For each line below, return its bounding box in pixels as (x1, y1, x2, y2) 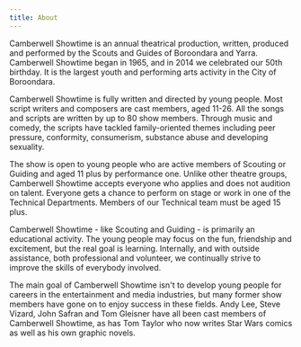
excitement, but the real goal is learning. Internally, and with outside (9, 243, 261, 254)
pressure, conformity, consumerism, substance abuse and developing (9, 131, 269, 142)
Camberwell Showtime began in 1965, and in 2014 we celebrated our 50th (9, 57, 283, 67)
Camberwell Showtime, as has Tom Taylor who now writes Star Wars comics (9, 317, 293, 328)
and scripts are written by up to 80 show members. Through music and (9, 112, 272, 123)
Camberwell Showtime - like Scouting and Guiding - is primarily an (9, 224, 256, 235)
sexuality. (9, 141, 45, 152)
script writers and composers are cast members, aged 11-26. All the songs (9, 102, 285, 113)
